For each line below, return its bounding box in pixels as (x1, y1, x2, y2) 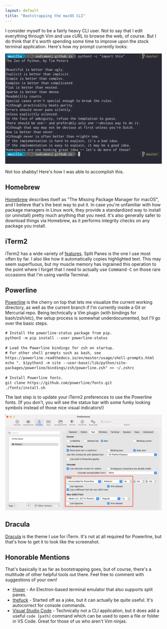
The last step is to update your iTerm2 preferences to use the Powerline (5, 394, 152, 400)
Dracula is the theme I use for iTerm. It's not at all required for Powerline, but (5, 533, 162, 539)
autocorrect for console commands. (12, 603, 86, 609)
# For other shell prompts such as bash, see (5, 351, 101, 356)
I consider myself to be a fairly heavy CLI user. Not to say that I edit (5, 27, 143, 33)
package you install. (5, 223, 46, 229)
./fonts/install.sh (5, 385, 46, 390)
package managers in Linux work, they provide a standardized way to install (5, 207, 161, 213)
